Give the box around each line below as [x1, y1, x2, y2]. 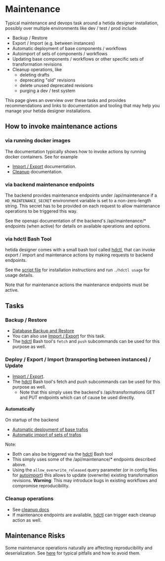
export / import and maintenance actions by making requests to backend [5, 252, 153, 258]
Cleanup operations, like [12, 66, 62, 73]
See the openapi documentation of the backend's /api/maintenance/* [5, 218, 147, 224]
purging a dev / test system [19, 87, 76, 93]
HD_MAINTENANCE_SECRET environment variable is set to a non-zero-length [5, 197, 152, 203]
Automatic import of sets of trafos [12, 432, 82, 438]
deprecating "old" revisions [19, 77, 76, 83]
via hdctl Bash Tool [5, 235, 52, 242]
